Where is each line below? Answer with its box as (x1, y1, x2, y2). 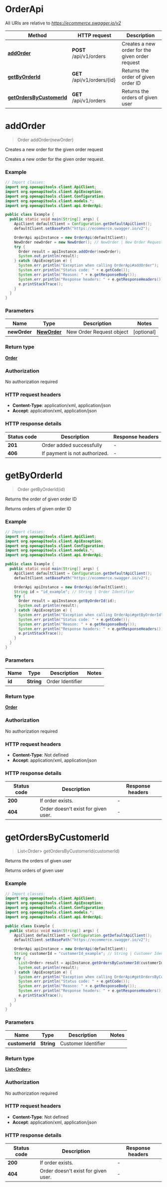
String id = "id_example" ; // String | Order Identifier (14, 589, 135, 594)
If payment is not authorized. (41, 449, 109, 456)
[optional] (133, 329, 156, 336)
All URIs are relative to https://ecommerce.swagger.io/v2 (5, 20, 121, 26)
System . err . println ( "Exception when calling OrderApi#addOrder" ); (18, 263, 159, 268)
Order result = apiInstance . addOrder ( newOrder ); (18, 249, 121, 254)
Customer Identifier (60, 1040, 105, 1047)
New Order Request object (66, 329, 129, 336)
